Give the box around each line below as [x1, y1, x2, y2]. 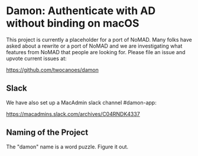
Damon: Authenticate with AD [6, 4, 155, 18]
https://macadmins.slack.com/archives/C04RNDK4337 [6, 110, 140, 117]
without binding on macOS [6, 16, 139, 30]
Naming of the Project [6, 128, 89, 138]
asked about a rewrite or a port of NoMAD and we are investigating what [6, 42, 183, 49]
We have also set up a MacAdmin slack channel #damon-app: [6, 99, 157, 106]
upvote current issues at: [6, 55, 67, 62]
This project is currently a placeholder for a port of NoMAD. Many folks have [6, 36, 192, 43]
